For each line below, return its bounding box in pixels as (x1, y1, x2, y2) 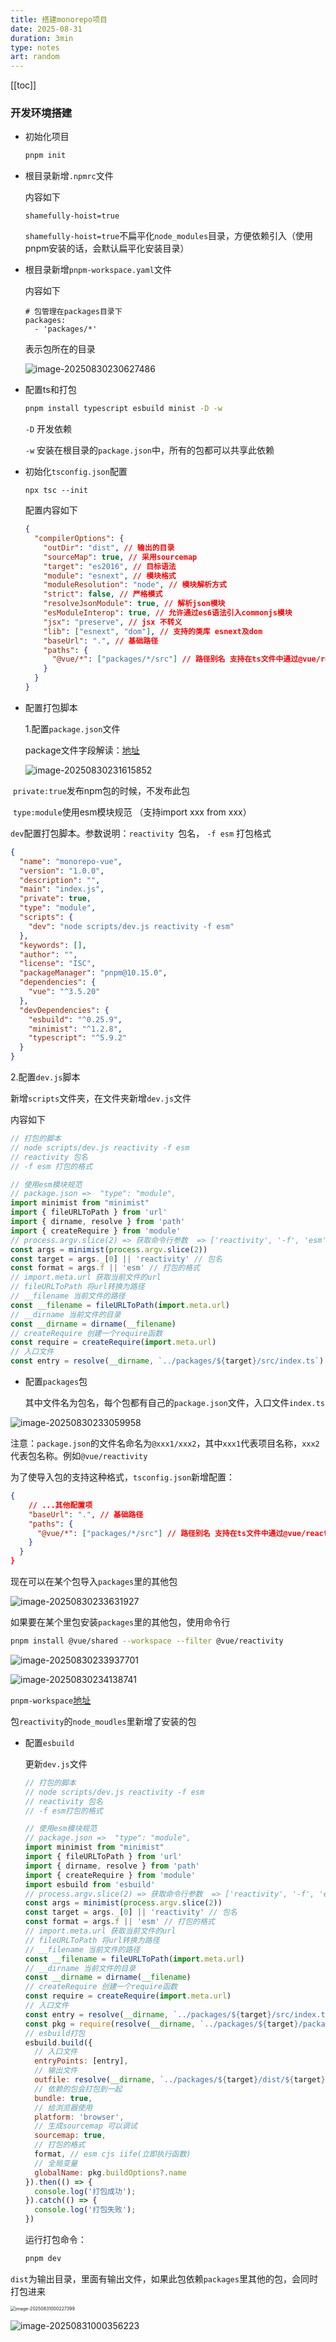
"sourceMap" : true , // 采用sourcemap (43, 552, 198, 562)
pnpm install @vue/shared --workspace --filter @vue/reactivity (10, 1636, 284, 1646)
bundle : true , (34, 2093, 93, 2103)
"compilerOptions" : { (34, 534, 125, 544)
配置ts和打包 (24, 384, 77, 396)
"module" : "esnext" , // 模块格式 (43, 571, 177, 581)
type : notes (10, 42, 60, 53)
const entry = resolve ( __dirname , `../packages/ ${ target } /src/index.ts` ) (10, 1356, 325, 1366)
